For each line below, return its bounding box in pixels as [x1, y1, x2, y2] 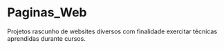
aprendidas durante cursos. [7, 34, 86, 42]
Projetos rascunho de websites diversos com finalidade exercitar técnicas [7, 27, 218, 35]
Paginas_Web [7, 5, 88, 20]
